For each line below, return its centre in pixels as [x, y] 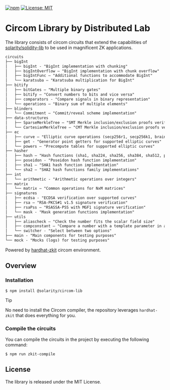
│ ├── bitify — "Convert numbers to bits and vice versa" [70, 94]
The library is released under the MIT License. [53, 381]
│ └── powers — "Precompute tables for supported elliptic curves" [80, 146]
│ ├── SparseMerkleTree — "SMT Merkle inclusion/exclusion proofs [79, 123]
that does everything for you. [46, 315]
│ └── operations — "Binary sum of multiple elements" [67, 104]
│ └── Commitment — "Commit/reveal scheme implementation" [71, 113]
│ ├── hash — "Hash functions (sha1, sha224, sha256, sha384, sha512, [83, 156]
